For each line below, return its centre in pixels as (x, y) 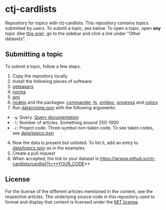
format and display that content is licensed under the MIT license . (72, 202)
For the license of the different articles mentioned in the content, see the (79, 191)
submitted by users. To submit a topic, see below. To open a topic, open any (83, 28)
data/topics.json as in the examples (49, 148)
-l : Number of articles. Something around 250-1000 (65, 122)
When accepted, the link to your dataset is (55, 158)
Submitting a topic (34, 54)
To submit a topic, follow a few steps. (43, 66)
